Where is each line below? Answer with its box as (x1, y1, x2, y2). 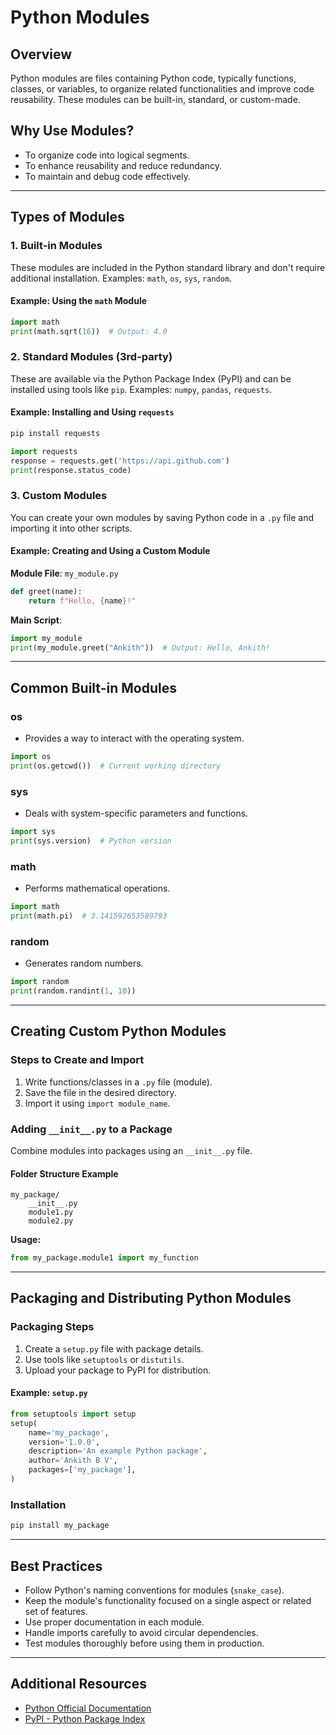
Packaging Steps (10, 1320, 95, 1334)
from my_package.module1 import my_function (10, 1253, 199, 1263)
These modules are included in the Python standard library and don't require (10, 261, 326, 273)
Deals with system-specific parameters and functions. (24, 807, 249, 820)
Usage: (10, 1234, 42, 1246)
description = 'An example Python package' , (28, 1446, 208, 1456)
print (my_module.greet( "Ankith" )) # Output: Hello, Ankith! (10, 642, 271, 653)
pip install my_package (10, 1521, 110, 1531)
